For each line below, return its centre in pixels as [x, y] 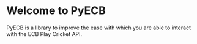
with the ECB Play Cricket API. [44, 34]
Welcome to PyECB [56, 11]
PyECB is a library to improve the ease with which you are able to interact [99, 28]
